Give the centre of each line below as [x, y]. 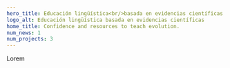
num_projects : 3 [30, 39]
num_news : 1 [23, 33]
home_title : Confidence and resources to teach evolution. [93, 26]
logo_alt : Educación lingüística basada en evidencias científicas [106, 20]
